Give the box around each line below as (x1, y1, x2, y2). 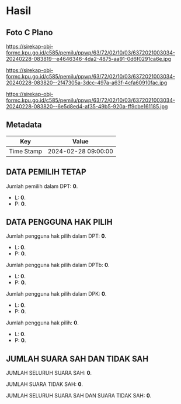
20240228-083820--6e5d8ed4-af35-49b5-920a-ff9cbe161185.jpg (6, 103, 168, 109)
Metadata (6, 120, 42, 130)
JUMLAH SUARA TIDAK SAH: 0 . (6, 381, 83, 388)
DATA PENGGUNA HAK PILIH (6, 217, 113, 227)
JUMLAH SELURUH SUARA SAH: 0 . (6, 369, 92, 376)
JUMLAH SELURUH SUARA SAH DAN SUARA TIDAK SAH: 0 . (6, 392, 152, 399)
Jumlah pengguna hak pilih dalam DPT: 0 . (6, 232, 107, 239)
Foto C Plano (6, 28, 53, 37)
